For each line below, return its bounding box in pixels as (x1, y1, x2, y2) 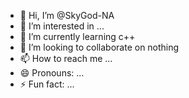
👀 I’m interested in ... (19, 20, 105, 32)
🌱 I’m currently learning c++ (19, 31, 136, 42)
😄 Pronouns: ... (19, 67, 85, 79)
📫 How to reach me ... (19, 53, 113, 64)
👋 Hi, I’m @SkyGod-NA (19, 10, 115, 21)
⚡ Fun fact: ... (19, 78, 75, 90)
